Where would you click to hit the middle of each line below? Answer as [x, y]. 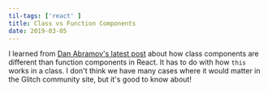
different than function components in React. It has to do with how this [127, 62]
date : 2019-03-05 [38, 31]
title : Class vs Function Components [72, 23]
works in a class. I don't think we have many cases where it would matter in [134, 71]
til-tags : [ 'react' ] [45, 16]
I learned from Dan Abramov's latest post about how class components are [134, 54]
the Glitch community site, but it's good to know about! [100, 79]
